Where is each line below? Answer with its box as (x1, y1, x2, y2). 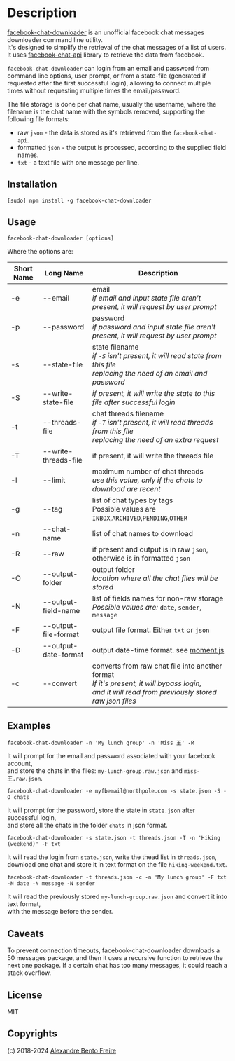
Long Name (44, 268, 84, 278)
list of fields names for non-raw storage (92, 594, 224, 603)
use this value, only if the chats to (92, 475, 203, 485)
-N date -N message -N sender (7, 880, 96, 887)
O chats (7, 794, 30, 801)
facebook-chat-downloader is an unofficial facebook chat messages (7, 28, 205, 36)
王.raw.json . (7, 774, 43, 783)
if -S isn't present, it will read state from (92, 350, 222, 360)
